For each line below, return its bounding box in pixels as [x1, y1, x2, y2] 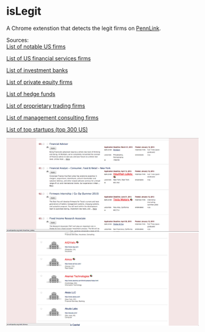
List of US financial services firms [6, 54, 92, 62]
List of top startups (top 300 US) [6, 125, 88, 133]
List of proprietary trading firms [6, 102, 85, 109]
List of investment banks [6, 66, 68, 74]
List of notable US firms [6, 43, 66, 50]
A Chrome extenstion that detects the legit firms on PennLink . [6, 24, 161, 32]
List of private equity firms [6, 78, 73, 86]
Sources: [6, 36, 29, 43]
